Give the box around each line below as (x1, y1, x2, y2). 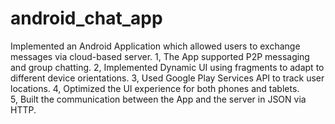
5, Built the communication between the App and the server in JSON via (10, 93, 307, 105)
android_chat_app (10, 7, 163, 30)
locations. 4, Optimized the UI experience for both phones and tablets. (10, 82, 300, 94)
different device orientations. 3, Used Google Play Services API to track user (10, 72, 325, 84)
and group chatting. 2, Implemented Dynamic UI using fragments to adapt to (10, 61, 325, 73)
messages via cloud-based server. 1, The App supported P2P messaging (10, 50, 310, 62)
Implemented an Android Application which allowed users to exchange (10, 40, 301, 52)
